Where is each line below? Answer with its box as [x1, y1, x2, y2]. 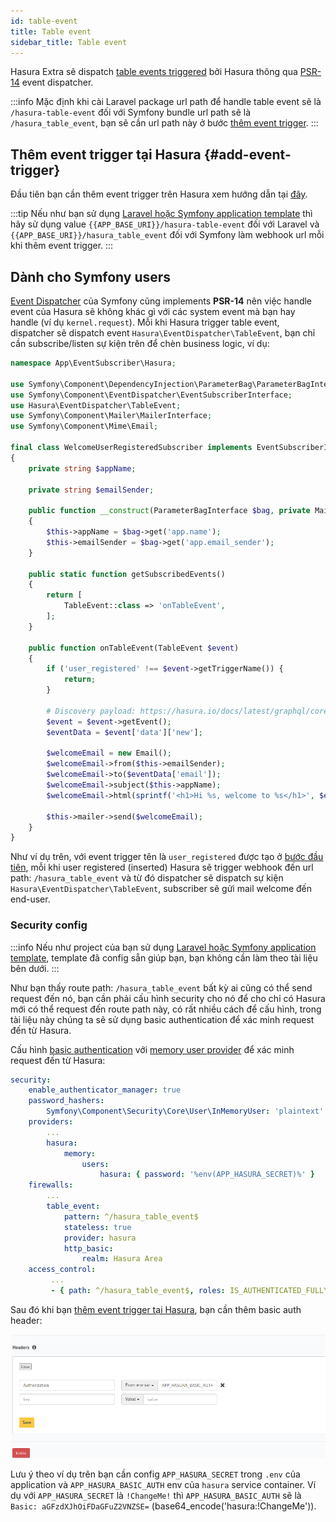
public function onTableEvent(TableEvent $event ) [28, 643, 240, 653]
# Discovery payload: [46, 706, 137, 716]
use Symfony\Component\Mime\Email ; [10, 421, 159, 432]
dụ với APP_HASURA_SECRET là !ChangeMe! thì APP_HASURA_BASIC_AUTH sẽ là [10, 1489, 302, 1501]
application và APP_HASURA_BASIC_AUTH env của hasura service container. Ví [10, 1478, 317, 1490]
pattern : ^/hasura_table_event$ [63, 1211, 199, 1222]
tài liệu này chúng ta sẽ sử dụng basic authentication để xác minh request [10, 1013, 315, 1025]
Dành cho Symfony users [10, 268, 172, 285]
